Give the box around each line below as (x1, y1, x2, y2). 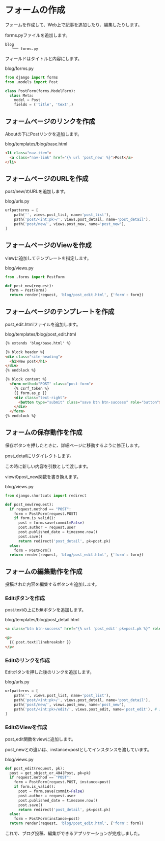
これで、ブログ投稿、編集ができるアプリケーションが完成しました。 (5, 831, 142, 837)
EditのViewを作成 (5, 724, 48, 731)
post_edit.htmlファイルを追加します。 (5, 321, 81, 327)
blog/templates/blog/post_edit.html (5, 331, 76, 337)
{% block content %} (5, 377, 48, 382)
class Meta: (9, 93, 34, 98)
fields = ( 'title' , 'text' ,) (14, 102, 74, 107)
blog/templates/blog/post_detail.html (5, 617, 80, 623)
